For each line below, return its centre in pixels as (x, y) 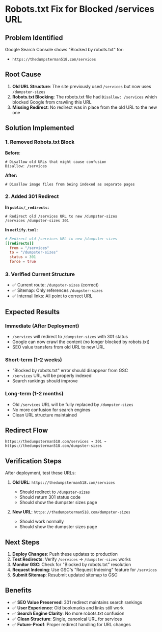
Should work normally (42, 521)
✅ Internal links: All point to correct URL (52, 296)
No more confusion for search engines (51, 410)
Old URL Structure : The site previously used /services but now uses (81, 86)
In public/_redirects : (27, 207)
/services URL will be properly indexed (52, 376)
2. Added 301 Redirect (32, 196)
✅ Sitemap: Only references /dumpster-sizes (57, 290)
